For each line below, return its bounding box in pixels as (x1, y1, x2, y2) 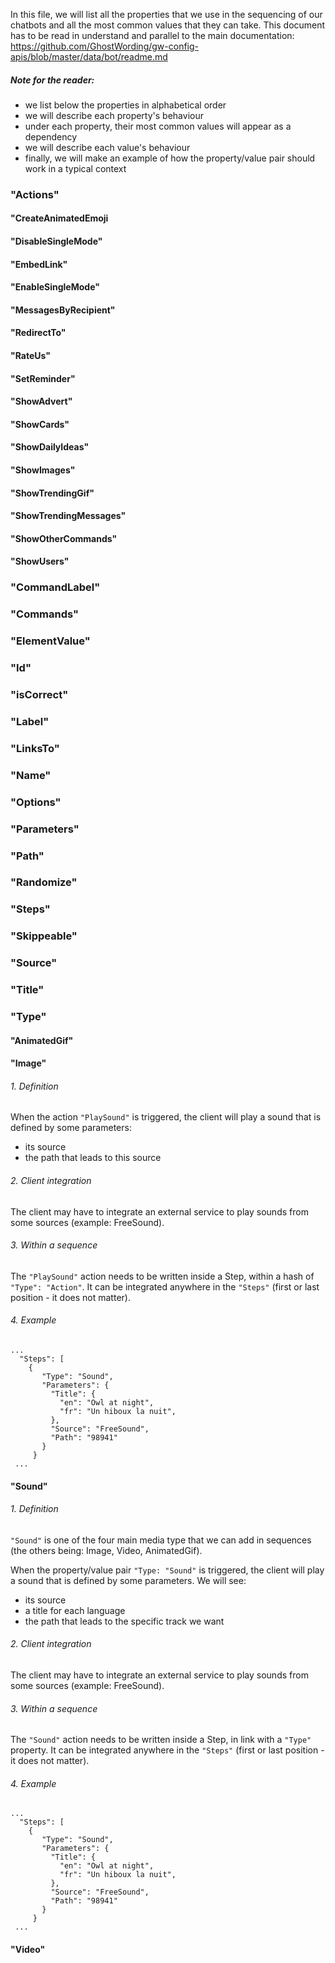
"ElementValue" (10, 634, 91, 648)
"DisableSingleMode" (10, 235, 103, 248)
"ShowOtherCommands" (10, 532, 118, 544)
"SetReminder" (10, 372, 76, 384)
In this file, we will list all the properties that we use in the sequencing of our (10, 9, 323, 20)
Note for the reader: (10, 74, 95, 86)
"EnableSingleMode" (10, 281, 100, 293)
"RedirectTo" (10, 327, 67, 339)
